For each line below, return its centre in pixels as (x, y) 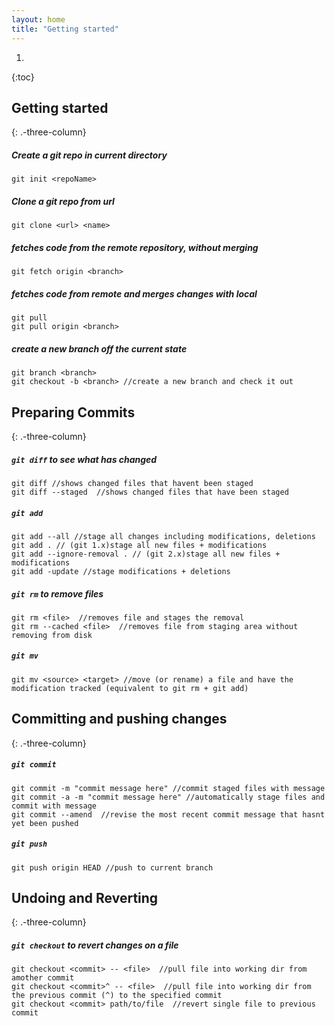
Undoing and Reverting (85, 897)
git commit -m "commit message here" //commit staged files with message (168, 788)
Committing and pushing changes (119, 719)
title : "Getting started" (65, 29)
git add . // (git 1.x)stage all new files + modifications (139, 545)
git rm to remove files (57, 593)
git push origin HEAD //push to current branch (112, 867)
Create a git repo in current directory (89, 155)
